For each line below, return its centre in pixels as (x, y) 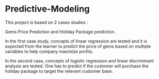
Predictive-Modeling (48, 9)
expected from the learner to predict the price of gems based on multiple (78, 46)
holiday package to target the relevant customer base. (59, 71)
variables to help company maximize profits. (49, 51)
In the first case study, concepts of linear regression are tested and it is (76, 41)
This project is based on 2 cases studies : (47, 22)
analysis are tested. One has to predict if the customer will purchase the (77, 66)
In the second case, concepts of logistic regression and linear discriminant (79, 61)
